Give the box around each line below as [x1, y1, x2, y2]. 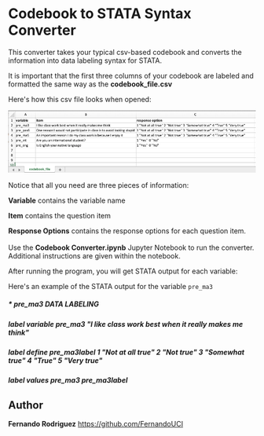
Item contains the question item [8, 211, 112, 220]
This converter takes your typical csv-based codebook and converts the [8, 47, 242, 57]
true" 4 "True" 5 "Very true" [8, 356, 103, 365]
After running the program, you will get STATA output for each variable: [8, 266, 238, 276]
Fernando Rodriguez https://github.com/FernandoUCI [8, 420, 183, 429]
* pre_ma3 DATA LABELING [8, 299, 100, 309]
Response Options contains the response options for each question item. [8, 225, 246, 236]
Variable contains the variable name [8, 196, 126, 205]
